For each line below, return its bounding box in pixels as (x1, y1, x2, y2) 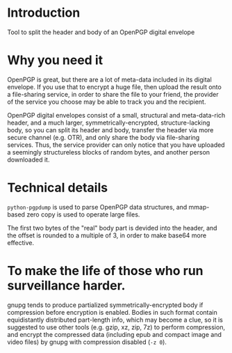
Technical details (7, 180, 108, 196)
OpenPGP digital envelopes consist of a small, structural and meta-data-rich (7, 111, 226, 119)
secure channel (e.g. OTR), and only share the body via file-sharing (7, 133, 200, 141)
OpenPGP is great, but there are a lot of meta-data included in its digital (7, 75, 212, 84)
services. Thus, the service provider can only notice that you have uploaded (7, 141, 225, 149)
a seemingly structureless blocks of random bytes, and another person (7, 148, 210, 156)
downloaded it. (7, 155, 50, 164)
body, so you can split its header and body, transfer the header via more (7, 125, 214, 134)
